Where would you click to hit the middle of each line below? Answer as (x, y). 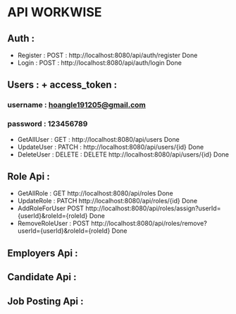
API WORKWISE (55, 12)
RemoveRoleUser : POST (54, 224)
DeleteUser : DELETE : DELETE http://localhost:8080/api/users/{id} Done (123, 154)
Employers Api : (43, 253)
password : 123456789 (48, 124)
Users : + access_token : (62, 85)
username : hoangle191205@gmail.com (77, 105)
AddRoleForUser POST (51, 208)
